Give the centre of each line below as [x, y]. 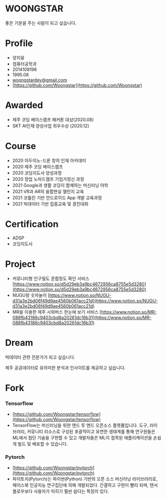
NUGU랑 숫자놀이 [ [31, 295]
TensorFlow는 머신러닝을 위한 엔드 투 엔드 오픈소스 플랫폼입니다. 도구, [80, 425]
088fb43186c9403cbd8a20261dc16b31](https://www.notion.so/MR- [82, 317]
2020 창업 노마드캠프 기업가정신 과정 [48, 179]
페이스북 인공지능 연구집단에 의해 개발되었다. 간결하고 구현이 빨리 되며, [80, 485]
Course [21, 146]
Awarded [24, 105]
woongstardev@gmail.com [40, 80]
